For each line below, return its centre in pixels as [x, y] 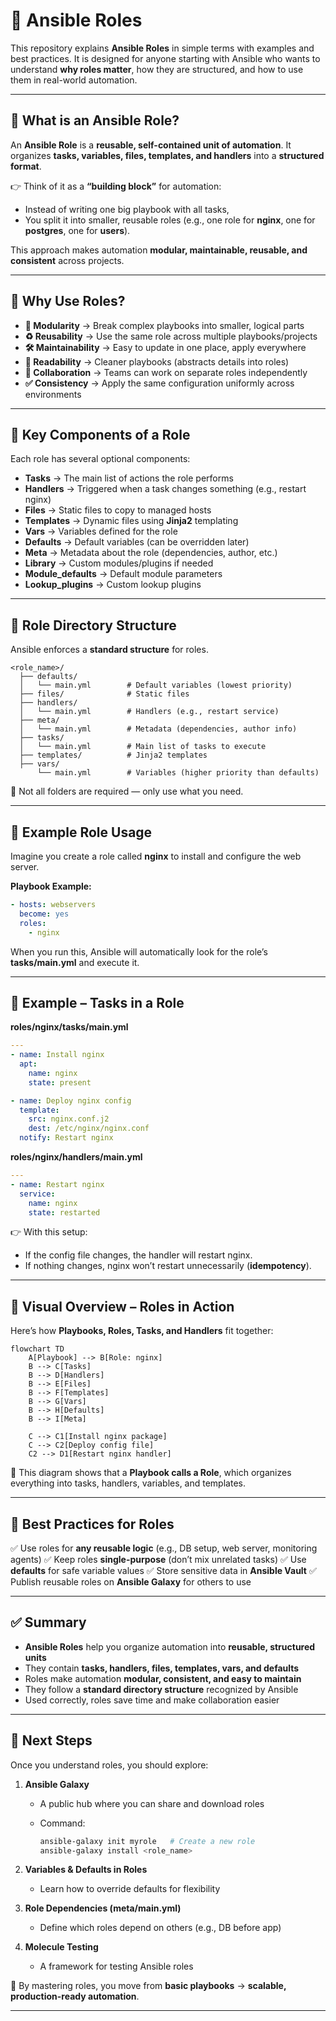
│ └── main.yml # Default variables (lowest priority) [156, 685]
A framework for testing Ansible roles [116, 1966]
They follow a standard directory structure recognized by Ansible [161, 1689]
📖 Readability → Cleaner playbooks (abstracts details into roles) [157, 361]
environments [53, 394]
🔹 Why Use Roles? [68, 301]
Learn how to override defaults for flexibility [130, 1889]
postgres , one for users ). [77, 230]
